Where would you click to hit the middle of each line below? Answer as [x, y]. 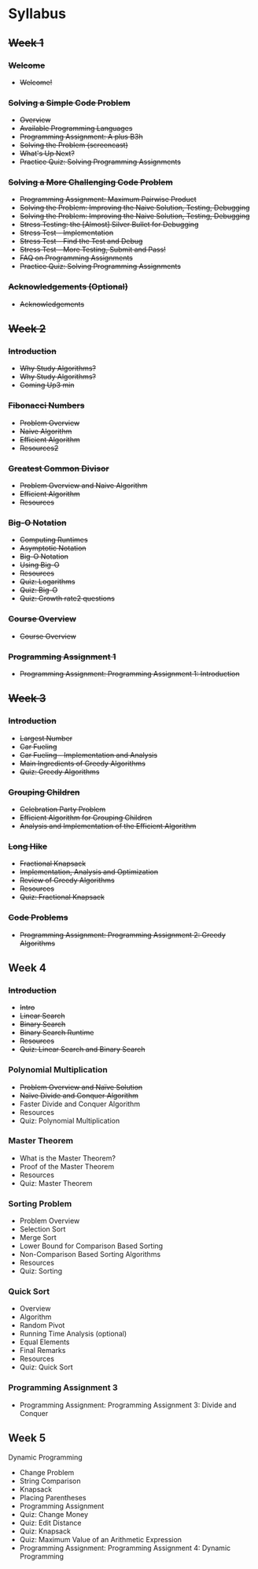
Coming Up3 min [47, 385]
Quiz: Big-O [39, 590]
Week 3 [27, 699]
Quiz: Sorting [41, 1271]
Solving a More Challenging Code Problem [90, 182]
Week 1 [26, 43]
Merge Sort [38, 1238]
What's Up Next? [47, 154]
